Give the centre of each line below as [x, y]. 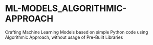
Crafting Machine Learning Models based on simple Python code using [76, 32]
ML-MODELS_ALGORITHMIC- [66, 8]
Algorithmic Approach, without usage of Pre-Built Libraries [64, 37]
